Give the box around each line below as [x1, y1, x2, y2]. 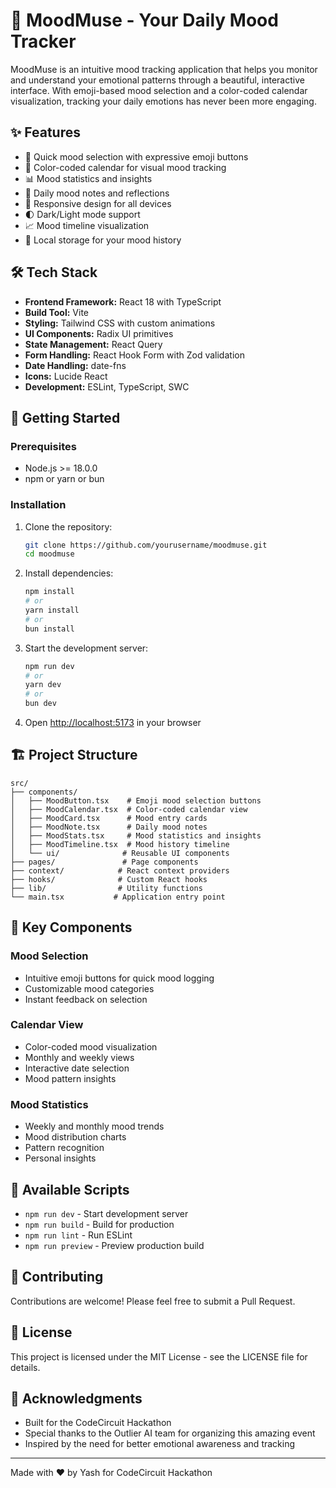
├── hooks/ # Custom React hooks [10, 874, 208, 884]
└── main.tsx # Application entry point [10, 892, 226, 902]
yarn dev [24, 680, 62, 690]
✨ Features [10, 124, 81, 141]
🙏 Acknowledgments [10, 1390, 143, 1407]
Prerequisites [10, 439, 77, 453]
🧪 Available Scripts [10, 1181, 130, 1198]
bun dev [24, 699, 57, 709]
